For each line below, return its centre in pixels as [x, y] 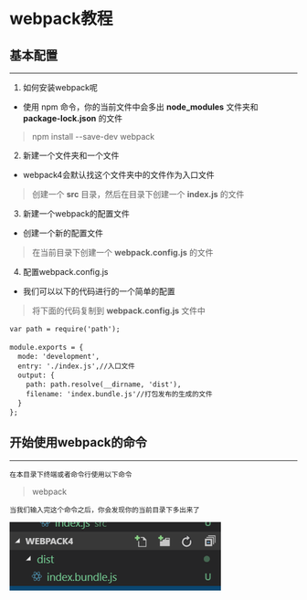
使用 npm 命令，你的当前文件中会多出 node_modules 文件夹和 [140, 107]
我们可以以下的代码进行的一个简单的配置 [99, 291]
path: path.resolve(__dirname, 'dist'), [104, 384]
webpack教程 [61, 19]
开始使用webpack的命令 [79, 442]
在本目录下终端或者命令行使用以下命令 [71, 474]
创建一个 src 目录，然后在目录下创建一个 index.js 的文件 [138, 194]
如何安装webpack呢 [60, 87]
